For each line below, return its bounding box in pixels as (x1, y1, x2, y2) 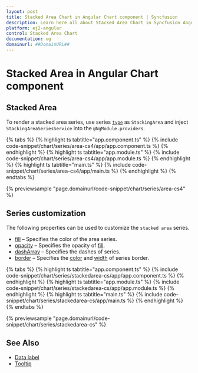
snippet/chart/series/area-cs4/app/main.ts (6, 167, 110, 174)
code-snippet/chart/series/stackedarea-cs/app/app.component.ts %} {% (6, 272, 184, 279)
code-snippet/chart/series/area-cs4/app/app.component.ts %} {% (6, 142, 169, 149)
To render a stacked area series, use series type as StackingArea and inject (6, 118, 189, 126)
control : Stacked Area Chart (6, 31, 78, 37)
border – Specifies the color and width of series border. (14, 254, 149, 261)
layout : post (6, 8, 38, 15)
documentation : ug (6, 36, 51, 42)
